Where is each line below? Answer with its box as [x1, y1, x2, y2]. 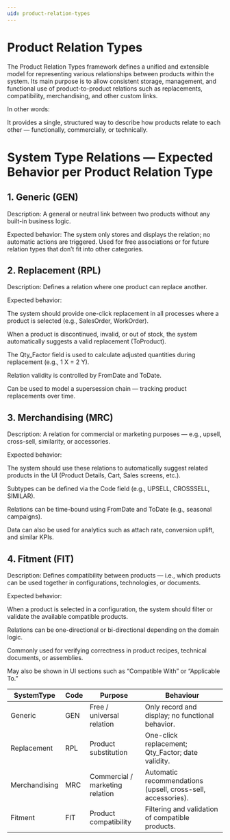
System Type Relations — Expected [7, 149, 214, 165]
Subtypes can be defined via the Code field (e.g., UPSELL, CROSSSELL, [7, 485, 210, 493]
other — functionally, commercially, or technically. [7, 125, 149, 134]
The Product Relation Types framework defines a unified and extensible [7, 63, 209, 71]
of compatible [144, 813, 190, 822]
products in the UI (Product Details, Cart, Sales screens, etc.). [7, 471, 181, 479]
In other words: [7, 104, 50, 113]
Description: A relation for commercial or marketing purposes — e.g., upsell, [7, 430, 222, 438]
